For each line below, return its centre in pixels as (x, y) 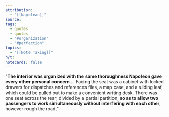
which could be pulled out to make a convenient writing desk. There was (81, 93)
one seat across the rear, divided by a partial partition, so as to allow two (82, 98)
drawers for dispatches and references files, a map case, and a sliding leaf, (84, 87)
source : (13, 19)
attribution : (19, 10)
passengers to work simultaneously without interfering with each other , (83, 104)
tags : (11, 24)
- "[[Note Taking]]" (32, 52)
